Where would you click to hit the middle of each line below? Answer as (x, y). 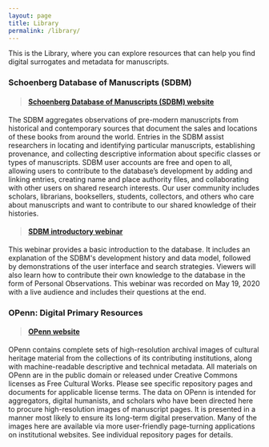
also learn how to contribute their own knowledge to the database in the (127, 275)
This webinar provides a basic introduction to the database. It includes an (129, 249)
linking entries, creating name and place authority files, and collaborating (129, 179)
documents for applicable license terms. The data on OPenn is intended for (132, 392)
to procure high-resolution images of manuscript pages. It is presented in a (132, 409)
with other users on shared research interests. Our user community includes (134, 187)
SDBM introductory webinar (75, 232)
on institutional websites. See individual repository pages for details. (121, 434)
